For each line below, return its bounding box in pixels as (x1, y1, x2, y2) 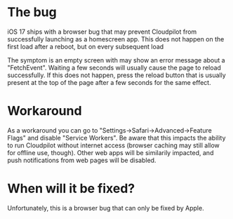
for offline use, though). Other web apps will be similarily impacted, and (7, 148, 214, 157)
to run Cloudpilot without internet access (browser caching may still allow (7, 141, 220, 150)
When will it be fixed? (7, 180, 135, 197)
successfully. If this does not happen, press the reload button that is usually (7, 71, 226, 79)
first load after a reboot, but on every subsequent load (7, 42, 164, 51)
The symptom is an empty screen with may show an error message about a (7, 55, 226, 64)
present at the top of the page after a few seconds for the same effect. (7, 78, 212, 86)
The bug (7, 4, 58, 20)
